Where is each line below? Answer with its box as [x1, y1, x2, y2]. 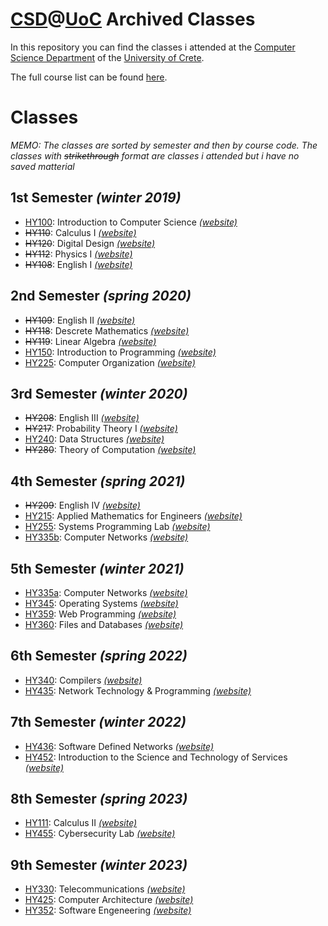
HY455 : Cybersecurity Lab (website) [24, 828, 176, 840]
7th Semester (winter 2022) [10, 714, 187, 731]
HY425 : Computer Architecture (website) [24, 894, 194, 906]
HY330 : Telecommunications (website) [24, 883, 186, 895]
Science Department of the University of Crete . [10, 51, 205, 63]
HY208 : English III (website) [24, 412, 140, 424]
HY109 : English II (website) [24, 314, 136, 326]
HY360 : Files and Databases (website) [24, 618, 184, 630]
